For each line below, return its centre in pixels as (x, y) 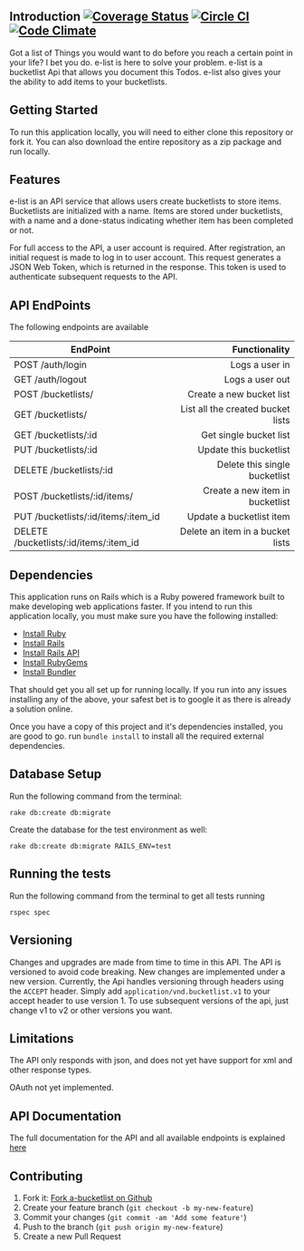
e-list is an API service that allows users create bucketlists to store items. (146, 201)
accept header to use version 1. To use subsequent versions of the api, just (149, 1000)
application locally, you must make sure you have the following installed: (144, 616)
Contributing (46, 1176)
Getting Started (54, 110)
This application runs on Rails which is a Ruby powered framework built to (147, 597)
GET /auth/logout (51, 380)
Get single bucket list (246, 435)
